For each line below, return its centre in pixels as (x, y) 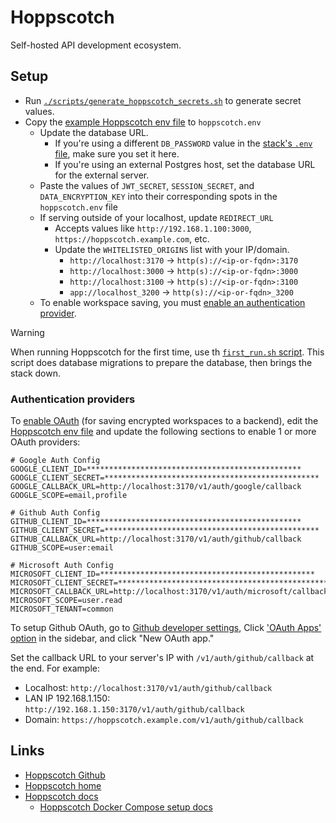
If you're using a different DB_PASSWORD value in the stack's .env (183, 143)
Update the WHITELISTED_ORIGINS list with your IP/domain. (172, 249)
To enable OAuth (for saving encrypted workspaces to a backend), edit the (164, 421)
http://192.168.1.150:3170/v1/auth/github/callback (134, 710)
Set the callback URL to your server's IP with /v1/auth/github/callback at (162, 658)
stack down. (35, 373)
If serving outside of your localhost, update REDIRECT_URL (156, 217)
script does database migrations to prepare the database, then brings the (161, 362)
